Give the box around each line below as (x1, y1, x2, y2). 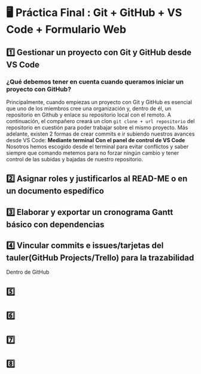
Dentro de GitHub (6, 268, 50, 276)
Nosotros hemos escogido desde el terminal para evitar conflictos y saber (6, 143, 189, 150)
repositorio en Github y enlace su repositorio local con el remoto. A (6, 111, 172, 118)
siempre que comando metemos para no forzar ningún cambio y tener (6, 149, 179, 157)
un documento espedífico (6, 186, 105, 196)
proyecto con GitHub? (6, 85, 72, 93)
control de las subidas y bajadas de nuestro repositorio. (6, 155, 144, 163)
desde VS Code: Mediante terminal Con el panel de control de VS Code (6, 136, 185, 143)
